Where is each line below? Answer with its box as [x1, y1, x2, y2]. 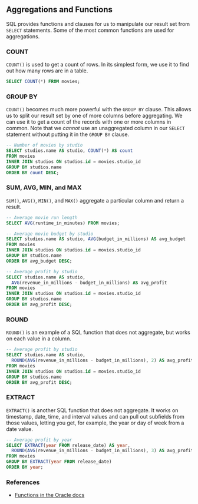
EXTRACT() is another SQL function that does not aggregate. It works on [6, 406, 179, 414]
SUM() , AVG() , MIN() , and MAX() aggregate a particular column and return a [6, 197, 184, 204]
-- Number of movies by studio [6, 142, 83, 148]
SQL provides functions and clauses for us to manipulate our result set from [6, 20, 190, 27]
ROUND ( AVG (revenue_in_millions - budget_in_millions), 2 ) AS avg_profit [11, 357, 194, 363]
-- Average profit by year [6, 437, 72, 443]
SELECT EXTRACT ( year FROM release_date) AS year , [6, 442, 131, 448]
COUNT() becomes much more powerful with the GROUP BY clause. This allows [6, 106, 192, 113]
